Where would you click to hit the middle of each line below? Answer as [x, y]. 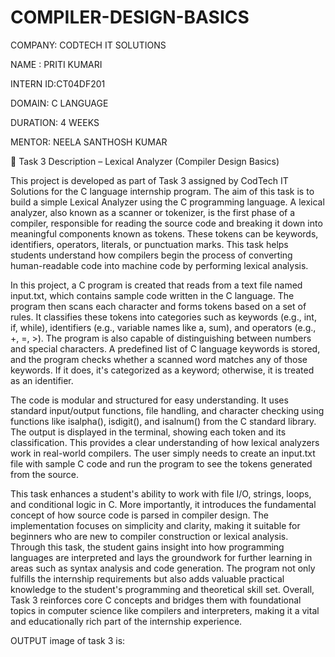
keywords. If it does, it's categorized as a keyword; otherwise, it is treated [162, 370]
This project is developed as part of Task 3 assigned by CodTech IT [149, 180]
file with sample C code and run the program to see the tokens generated [161, 463]
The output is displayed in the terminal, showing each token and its [148, 432]
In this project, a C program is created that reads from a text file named [156, 285]
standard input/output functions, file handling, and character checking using [167, 410]
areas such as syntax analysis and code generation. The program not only [163, 568]
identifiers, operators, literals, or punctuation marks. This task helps [149, 244]
